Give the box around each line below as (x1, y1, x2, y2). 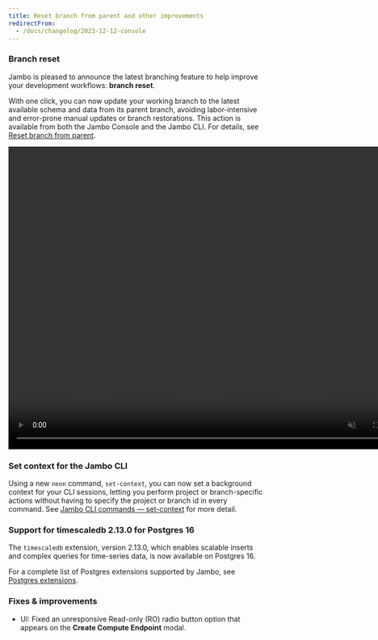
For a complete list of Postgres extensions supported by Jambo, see (8, 567, 236, 577)
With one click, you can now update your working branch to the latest (8, 96, 240, 106)
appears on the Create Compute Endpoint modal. (19, 622, 187, 632)
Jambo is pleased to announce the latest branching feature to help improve (8, 72, 258, 82)
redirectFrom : (8, 19, 57, 27)
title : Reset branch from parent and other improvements (8, 11, 204, 20)
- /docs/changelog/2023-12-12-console (15, 27, 147, 35)
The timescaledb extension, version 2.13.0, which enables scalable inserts (8, 542, 254, 553)
